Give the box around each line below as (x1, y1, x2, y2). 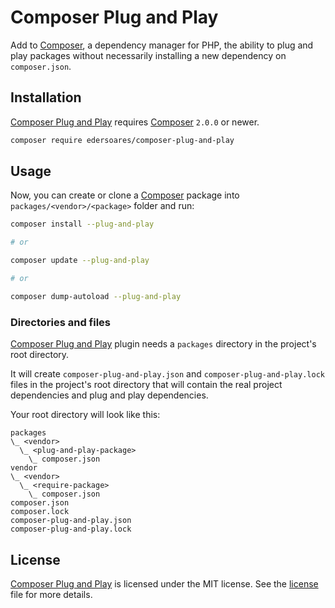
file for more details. (10, 588, 93, 600)
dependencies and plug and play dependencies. (10, 389, 209, 401)
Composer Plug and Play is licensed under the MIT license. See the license (10, 577, 319, 590)
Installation (10, 89, 82, 106)
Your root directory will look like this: (10, 409, 161, 421)
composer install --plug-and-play (10, 219, 155, 230)
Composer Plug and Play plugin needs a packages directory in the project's (10, 338, 317, 350)
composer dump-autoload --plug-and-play (10, 291, 182, 301)
